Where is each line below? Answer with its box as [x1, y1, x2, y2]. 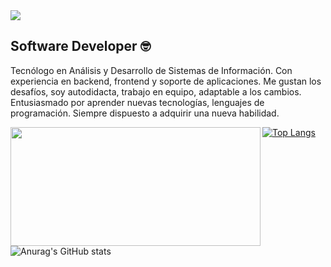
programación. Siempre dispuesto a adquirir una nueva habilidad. [10, 107, 280, 119]
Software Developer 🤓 [10, 38, 152, 55]
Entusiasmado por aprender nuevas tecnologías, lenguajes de [10, 96, 265, 108]
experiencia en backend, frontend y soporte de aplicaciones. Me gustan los [10, 75, 322, 87]
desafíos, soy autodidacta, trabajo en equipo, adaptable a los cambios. [10, 85, 302, 98]
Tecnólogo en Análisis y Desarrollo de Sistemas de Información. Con [10, 64, 293, 76]
